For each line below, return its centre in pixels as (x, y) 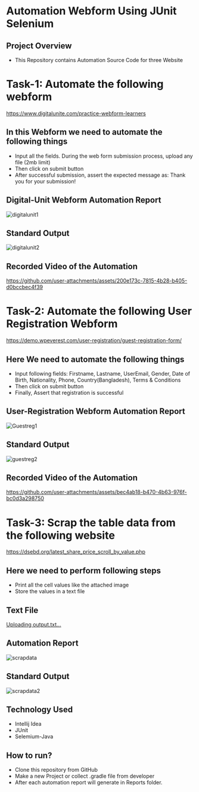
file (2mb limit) (32, 162)
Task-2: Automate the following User (99, 311)
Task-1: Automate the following (85, 84)
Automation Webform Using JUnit (91, 11)
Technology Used (40, 709)
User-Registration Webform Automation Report (96, 411)
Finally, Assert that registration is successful (69, 392)
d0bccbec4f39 (25, 287)
